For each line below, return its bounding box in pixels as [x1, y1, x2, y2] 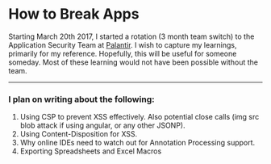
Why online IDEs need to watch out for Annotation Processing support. [19, 138, 256, 148]
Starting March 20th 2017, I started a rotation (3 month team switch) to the [8, 32, 255, 41]
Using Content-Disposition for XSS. [19, 129, 138, 139]
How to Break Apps [8, 5, 140, 23]
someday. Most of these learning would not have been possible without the [8, 57, 258, 67]
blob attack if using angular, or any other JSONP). [19, 120, 186, 130]
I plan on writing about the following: [8, 94, 155, 105]
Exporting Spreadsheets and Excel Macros [19, 146, 162, 156]
